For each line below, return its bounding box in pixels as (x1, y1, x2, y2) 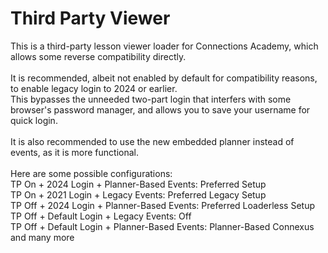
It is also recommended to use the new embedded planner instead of (10, 135, 295, 147)
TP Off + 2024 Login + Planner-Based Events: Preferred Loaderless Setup (10, 199, 315, 211)
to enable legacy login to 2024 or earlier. (10, 82, 178, 94)
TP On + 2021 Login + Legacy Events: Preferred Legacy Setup (10, 188, 267, 201)
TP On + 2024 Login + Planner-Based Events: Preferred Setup (10, 178, 267, 190)
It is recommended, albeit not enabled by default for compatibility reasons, (10, 72, 318, 84)
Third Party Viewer (10, 7, 171, 30)
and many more (10, 231, 75, 243)
